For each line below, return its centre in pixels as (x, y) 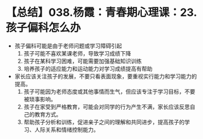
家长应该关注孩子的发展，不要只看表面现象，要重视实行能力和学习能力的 (105, 76)
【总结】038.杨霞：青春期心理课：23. (102, 12)
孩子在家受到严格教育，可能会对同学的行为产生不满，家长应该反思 (107, 107)
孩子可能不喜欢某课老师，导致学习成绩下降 (77, 53)
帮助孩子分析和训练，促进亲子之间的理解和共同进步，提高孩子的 (104, 122)
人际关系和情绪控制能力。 (67, 129)
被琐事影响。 (40, 99)
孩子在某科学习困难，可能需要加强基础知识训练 (83, 61)
